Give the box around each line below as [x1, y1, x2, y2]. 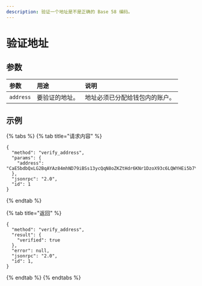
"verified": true [17, 237, 61, 243]
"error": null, [11, 248, 50, 254]
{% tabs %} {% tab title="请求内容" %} [6, 133, 102, 140]
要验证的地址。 [37, 93, 79, 102]
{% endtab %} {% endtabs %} [6, 274, 81, 281]
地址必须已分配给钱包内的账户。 [85, 93, 176, 102]
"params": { [11, 155, 42, 161]
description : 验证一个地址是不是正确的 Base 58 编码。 [6, 8, 133, 15]
